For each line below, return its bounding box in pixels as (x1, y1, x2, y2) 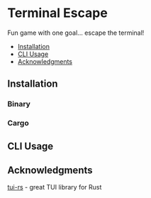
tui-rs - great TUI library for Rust (7, 183, 102, 192)
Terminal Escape (7, 5, 108, 21)
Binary (7, 99, 30, 109)
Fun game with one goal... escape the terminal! (7, 28, 145, 37)
